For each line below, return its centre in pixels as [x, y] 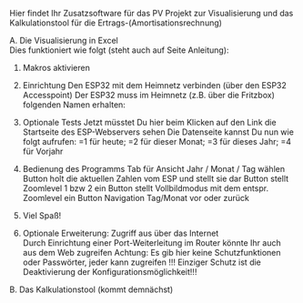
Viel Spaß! [42, 216]
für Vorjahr [43, 151]
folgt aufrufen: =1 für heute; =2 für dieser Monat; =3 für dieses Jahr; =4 [157, 141]
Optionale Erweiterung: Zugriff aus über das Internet [121, 233]
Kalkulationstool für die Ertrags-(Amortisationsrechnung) [116, 23]
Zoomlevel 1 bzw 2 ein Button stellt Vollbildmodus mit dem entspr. [146, 188]
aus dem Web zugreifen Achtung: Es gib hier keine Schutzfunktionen [151, 252]
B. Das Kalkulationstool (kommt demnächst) [91, 289]
